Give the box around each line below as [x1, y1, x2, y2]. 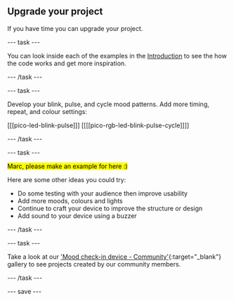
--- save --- [7, 287, 42, 295]
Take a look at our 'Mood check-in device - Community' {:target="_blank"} [7, 252, 221, 261]
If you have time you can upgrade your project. [7, 24, 143, 32]
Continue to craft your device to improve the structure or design [17, 204, 203, 212]
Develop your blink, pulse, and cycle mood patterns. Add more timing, [7, 100, 209, 108]
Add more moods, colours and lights [17, 196, 123, 205]
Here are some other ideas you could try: [7, 175, 126, 184]
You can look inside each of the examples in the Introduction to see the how [7, 51, 227, 60]
